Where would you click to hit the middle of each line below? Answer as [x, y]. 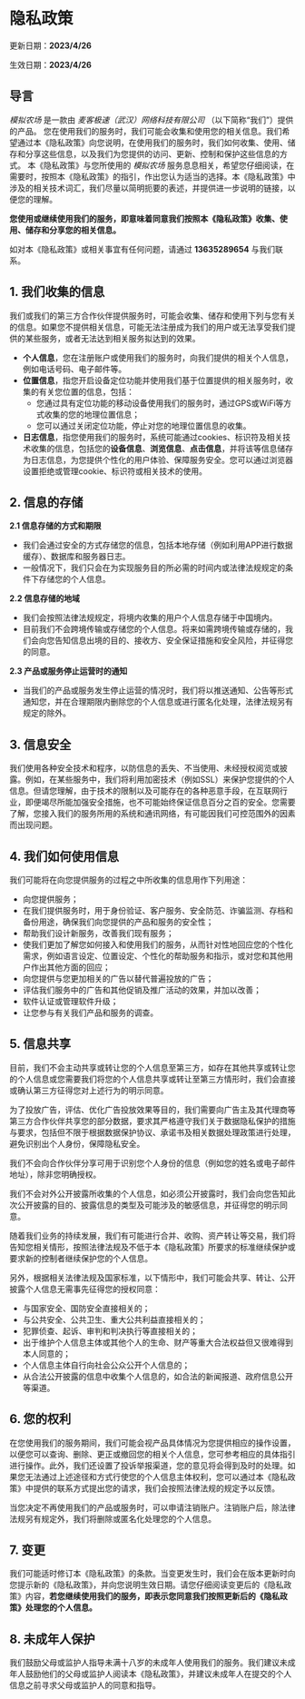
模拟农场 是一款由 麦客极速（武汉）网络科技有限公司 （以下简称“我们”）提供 [152, 120]
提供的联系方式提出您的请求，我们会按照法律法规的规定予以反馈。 [156, 1488]
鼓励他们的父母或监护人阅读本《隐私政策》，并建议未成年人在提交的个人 [158, 1674]
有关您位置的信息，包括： [86, 391]
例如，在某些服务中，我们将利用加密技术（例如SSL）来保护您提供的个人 [160, 780]
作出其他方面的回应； [70, 967]
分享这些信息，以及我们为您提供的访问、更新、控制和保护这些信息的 [152, 153]
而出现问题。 [33, 825]
